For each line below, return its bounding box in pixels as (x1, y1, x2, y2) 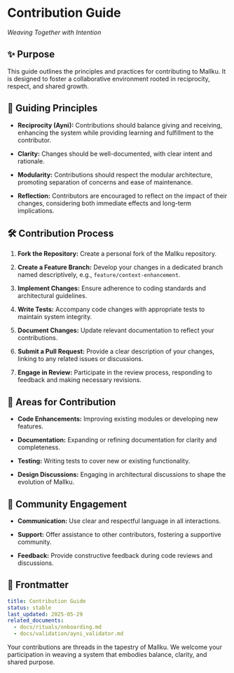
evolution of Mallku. (17, 478, 75, 487)
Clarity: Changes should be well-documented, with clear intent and (17, 149, 212, 158)
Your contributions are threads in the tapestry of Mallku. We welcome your (7, 643, 223, 651)
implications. (17, 206, 55, 215)
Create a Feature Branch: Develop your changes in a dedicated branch (17, 263, 223, 271)
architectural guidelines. (17, 292, 88, 300)
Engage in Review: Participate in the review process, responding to (17, 368, 212, 376)
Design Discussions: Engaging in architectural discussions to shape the (17, 470, 226, 479)
